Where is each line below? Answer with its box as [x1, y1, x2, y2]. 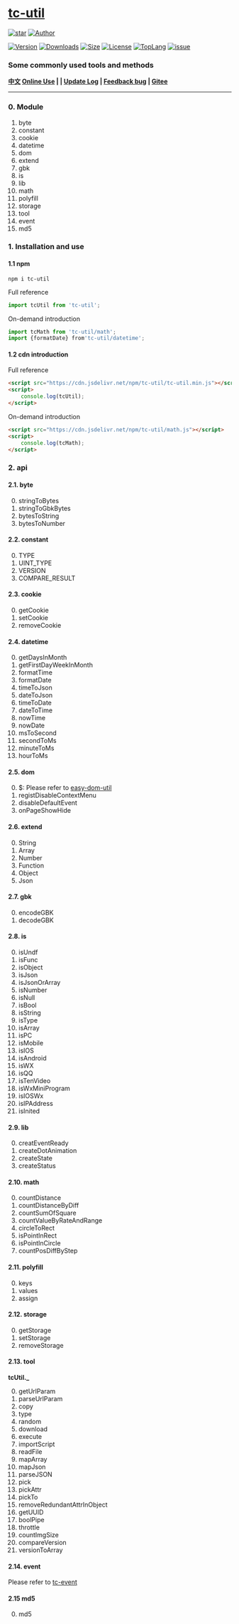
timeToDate [18, 699, 52, 707]
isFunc [18, 956, 38, 964]
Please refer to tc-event [8, 1578, 77, 1586]
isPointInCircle [18, 1239, 61, 1248]
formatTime [18, 668, 52, 677]
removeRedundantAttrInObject [18, 1500, 108, 1509]
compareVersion [18, 1539, 67, 1547]
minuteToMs [18, 744, 55, 752]
